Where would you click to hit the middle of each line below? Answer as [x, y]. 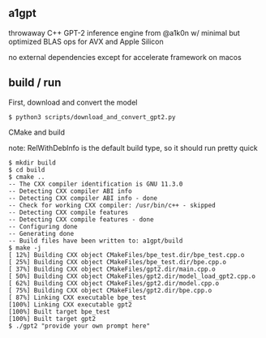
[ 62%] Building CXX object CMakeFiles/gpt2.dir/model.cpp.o [114, 283]
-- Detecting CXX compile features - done [81, 219]
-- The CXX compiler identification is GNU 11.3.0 [96, 184]
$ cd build [27, 169]
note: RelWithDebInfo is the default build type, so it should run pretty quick [133, 148]
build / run [35, 83]
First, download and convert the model [73, 102]
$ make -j [25, 248]
